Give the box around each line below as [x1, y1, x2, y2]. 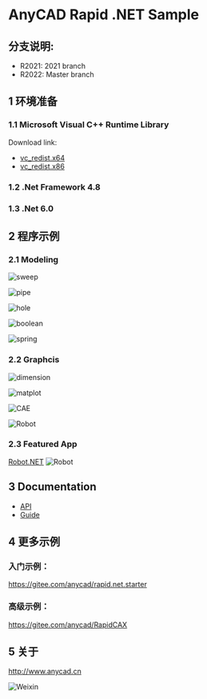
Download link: [8, 138, 58, 147]
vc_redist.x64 [19, 153, 66, 162]
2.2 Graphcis [8, 354, 60, 365]
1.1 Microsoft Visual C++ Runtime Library [8, 119, 169, 130]
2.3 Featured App [8, 438, 78, 449]
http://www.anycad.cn [8, 666, 82, 677]
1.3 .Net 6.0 [8, 202, 54, 214]
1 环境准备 [8, 94, 58, 109]
